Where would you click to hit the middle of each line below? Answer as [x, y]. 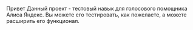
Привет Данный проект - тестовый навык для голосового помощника [97, 9]
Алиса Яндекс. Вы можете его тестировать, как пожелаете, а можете [96, 15]
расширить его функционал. [43, 21]
